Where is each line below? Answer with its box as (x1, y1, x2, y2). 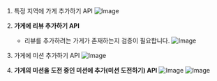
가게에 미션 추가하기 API (13, 52, 80, 59)
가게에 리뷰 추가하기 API (13, 22, 80, 30)
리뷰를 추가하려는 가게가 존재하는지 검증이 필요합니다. (24, 36, 170, 45)
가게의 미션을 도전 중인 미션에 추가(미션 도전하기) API (13, 66, 158, 74)
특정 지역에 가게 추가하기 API (13, 7, 93, 15)
